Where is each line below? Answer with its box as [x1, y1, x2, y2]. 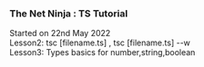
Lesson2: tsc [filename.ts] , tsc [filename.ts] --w [9, 37, 191, 48]
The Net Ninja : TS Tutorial [9, 7, 128, 20]
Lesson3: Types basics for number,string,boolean [9, 47, 196, 58]
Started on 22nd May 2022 [9, 28, 111, 39]
